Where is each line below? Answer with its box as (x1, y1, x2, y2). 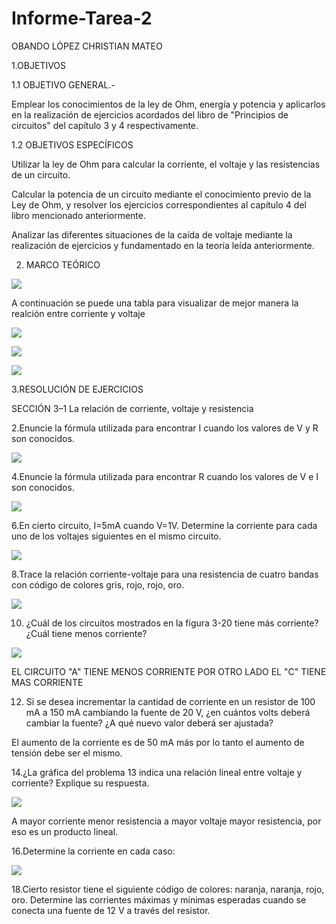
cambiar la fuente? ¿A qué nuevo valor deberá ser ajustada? (25, 717, 274, 729)
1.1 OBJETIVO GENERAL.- (11, 78, 116, 91)
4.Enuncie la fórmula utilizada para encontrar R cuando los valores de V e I (11, 470, 319, 482)
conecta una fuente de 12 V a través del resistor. (11, 904, 211, 916)
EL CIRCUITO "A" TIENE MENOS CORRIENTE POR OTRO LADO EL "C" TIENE (11, 665, 327, 677)
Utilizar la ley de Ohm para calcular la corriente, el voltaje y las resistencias (11, 158, 321, 170)
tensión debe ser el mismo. (11, 747, 123, 759)
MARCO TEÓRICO (25, 258, 101, 271)
